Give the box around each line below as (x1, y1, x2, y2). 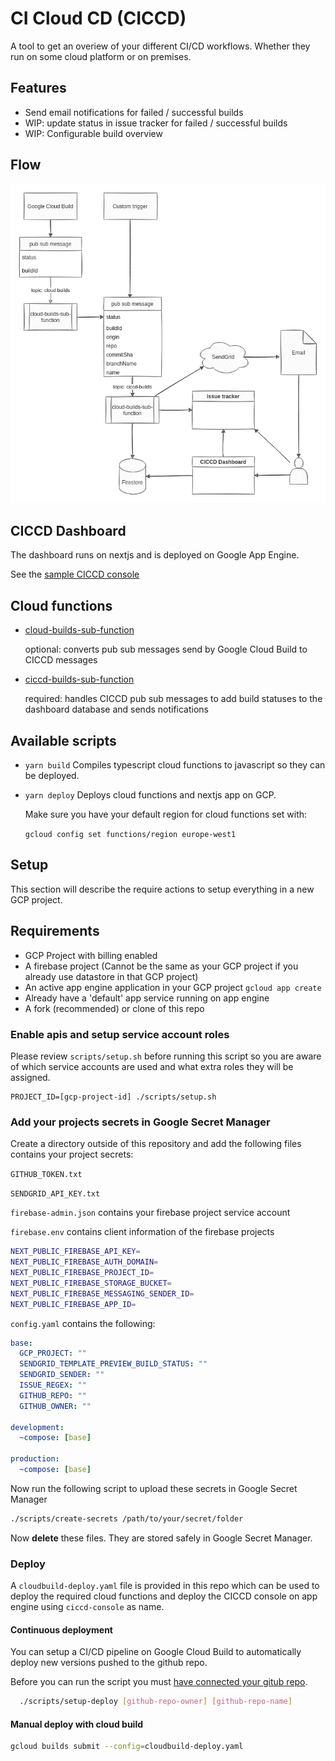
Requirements (10, 923, 100, 940)
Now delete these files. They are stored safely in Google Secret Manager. (10, 1532, 313, 1544)
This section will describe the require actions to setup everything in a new (10, 883, 315, 895)
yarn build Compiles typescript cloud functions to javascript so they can (24, 759, 326, 771)
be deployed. (24, 770, 80, 782)
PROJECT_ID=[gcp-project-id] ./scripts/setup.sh (10, 1092, 217, 1102)
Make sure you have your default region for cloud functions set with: (24, 808, 308, 821)
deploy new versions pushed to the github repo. (10, 1657, 208, 1669)
